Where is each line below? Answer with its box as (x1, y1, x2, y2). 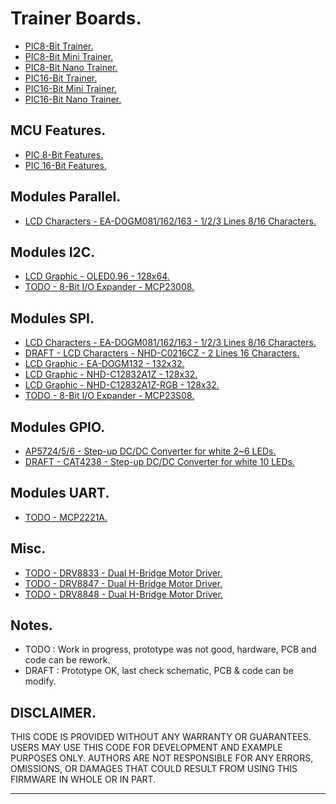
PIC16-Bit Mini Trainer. (24, 82, 117, 94)
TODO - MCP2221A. (24, 511, 108, 523)
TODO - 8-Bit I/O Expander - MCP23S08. (24, 390, 195, 402)
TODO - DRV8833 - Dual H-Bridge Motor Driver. (24, 567, 223, 579)
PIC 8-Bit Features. (24, 148, 104, 161)
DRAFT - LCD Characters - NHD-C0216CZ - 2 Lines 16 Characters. (24, 347, 300, 359)
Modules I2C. (10, 243, 96, 261)
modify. (24, 675, 57, 687)
